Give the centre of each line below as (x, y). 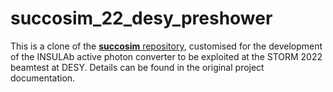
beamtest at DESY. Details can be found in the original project (137, 67)
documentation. (43, 78)
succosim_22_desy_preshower (141, 18)
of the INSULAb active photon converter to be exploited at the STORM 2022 (166, 56)
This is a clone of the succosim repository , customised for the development (166, 46)
